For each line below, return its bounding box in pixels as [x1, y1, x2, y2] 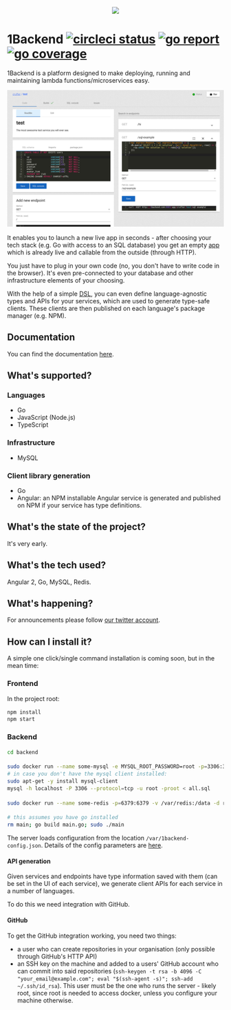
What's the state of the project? [7, 521, 146, 533]
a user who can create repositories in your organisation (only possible [16, 945, 215, 953]
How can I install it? [7, 636, 92, 647]
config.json [7, 842, 41, 849]
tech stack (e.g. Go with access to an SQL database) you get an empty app [7, 241, 220, 249]
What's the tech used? [7, 559, 107, 572]
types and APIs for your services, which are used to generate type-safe [7, 296, 210, 305]
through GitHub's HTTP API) [16, 952, 98, 960]
